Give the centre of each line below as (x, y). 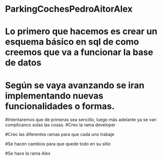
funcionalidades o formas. (60, 106)
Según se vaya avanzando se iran (75, 85)
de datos (23, 63)
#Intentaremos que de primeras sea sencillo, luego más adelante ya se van (81, 120)
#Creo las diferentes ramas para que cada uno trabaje (60, 134)
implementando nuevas (54, 95)
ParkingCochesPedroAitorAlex (69, 9)
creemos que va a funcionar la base (79, 52)
